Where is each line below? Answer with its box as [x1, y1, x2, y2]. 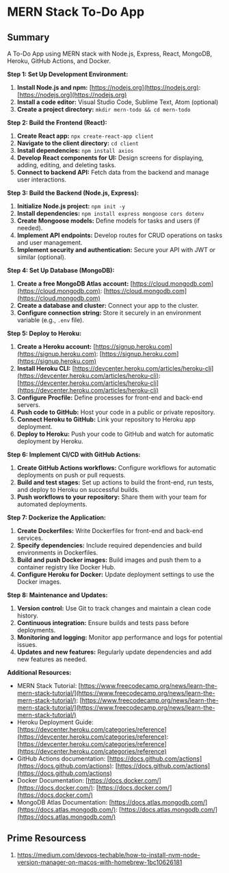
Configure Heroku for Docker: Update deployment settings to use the [16, 570, 215, 578]
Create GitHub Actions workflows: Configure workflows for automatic [16, 464, 217, 471]
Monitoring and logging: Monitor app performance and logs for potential [16, 633, 223, 641]
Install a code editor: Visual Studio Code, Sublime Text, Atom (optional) [16, 98, 219, 106]
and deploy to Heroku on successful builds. [16, 486, 140, 493]
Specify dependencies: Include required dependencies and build [16, 541, 202, 549]
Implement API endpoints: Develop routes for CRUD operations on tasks [16, 231, 223, 239]
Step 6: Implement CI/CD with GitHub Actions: [7, 450, 141, 458]
